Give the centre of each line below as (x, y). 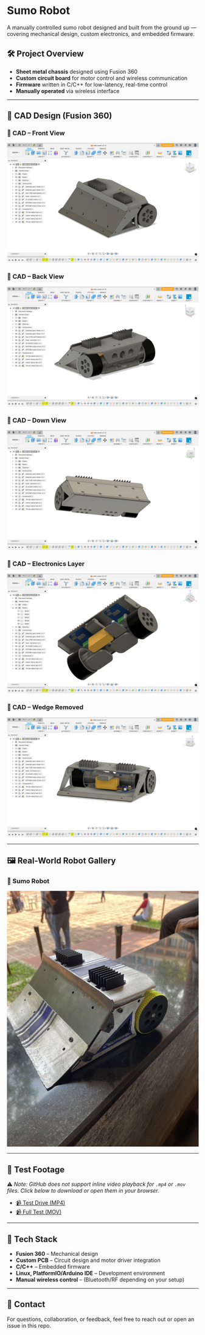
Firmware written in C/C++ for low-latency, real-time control (92, 84)
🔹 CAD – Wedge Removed (45, 707)
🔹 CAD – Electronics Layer (46, 564)
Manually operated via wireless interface (68, 91)
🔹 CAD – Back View (36, 276)
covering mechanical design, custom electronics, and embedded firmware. (101, 33)
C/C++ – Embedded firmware (53, 1266)
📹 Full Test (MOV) (39, 1212)
